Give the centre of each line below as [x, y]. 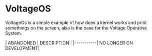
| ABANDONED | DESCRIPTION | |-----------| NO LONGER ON [69, 42]
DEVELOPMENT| [23, 48]
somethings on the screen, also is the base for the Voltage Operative [76, 27]
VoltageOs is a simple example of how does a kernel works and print [76, 22]
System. [14, 33]
